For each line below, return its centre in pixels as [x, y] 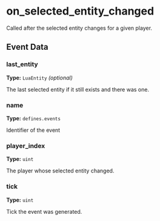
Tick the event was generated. [44, 211]
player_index [26, 146]
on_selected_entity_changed [80, 11]
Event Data [27, 47]
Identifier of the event [33, 130]
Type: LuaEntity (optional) [39, 78]
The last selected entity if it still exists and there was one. [78, 89]
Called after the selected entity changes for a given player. [79, 28]
